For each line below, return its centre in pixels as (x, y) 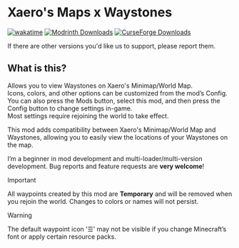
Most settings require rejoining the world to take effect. (88, 115)
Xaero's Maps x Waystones (90, 12)
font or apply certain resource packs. (62, 237)
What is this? (37, 68)
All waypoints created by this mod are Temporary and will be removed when (120, 194)
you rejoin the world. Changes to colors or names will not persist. (103, 201)
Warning (20, 215)
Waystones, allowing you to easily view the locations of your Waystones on (118, 137)
